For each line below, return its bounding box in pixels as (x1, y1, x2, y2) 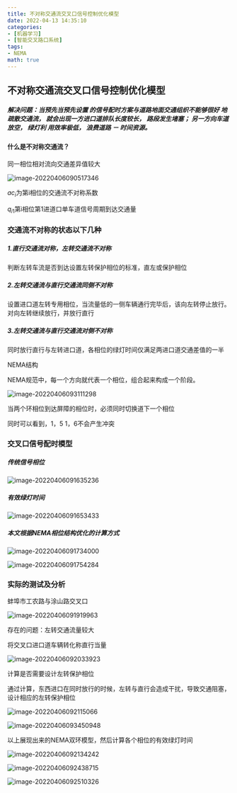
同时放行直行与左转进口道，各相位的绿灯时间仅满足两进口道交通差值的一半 (7, 346, 224, 354)
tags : (7, 43, 23, 50)
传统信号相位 (7, 457, 45, 466)
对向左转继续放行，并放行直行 (7, 309, 94, 317)
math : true (7, 57, 40, 64)
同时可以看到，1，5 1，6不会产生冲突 (7, 419, 115, 428)
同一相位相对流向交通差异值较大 (7, 159, 100, 168)
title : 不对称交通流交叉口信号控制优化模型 (7, 10, 120, 18)
